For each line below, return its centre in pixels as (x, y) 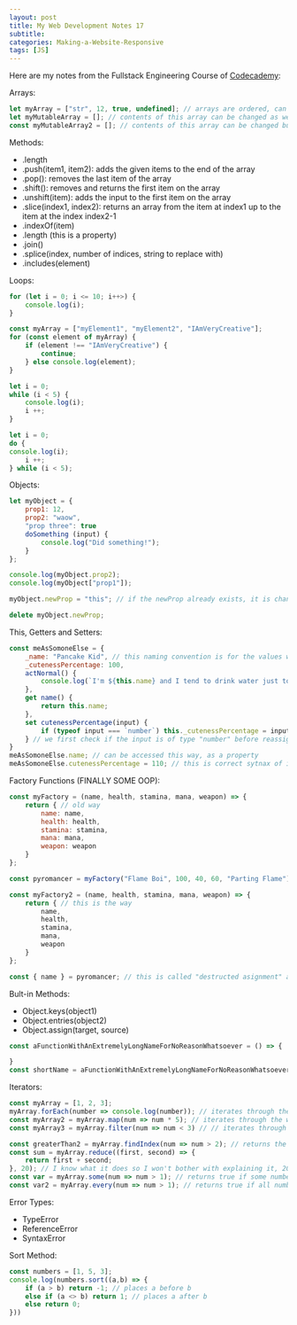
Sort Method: (33, 1255)
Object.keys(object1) (59, 1010)
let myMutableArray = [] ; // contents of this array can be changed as (144, 117)
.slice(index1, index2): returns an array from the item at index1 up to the (151, 207)
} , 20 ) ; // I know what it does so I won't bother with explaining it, (144, 1169)
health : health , (71, 822)
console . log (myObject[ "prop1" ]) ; (71, 583)
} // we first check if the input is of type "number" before (142, 739)
